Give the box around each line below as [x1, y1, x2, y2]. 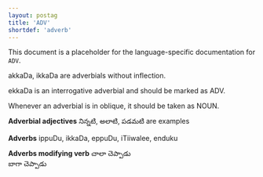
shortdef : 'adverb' [8, 26, 72, 34]
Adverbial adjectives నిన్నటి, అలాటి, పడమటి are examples [8, 117, 190, 126]
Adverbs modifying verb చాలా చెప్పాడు [8, 149, 131, 158]
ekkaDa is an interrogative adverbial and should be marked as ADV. [8, 86, 226, 96]
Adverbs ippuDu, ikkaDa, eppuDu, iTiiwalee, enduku [8, 134, 178, 143]
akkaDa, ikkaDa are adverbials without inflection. [8, 71, 166, 81]
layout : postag [8, 11, 58, 20]
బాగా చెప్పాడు [8, 159, 47, 168]
